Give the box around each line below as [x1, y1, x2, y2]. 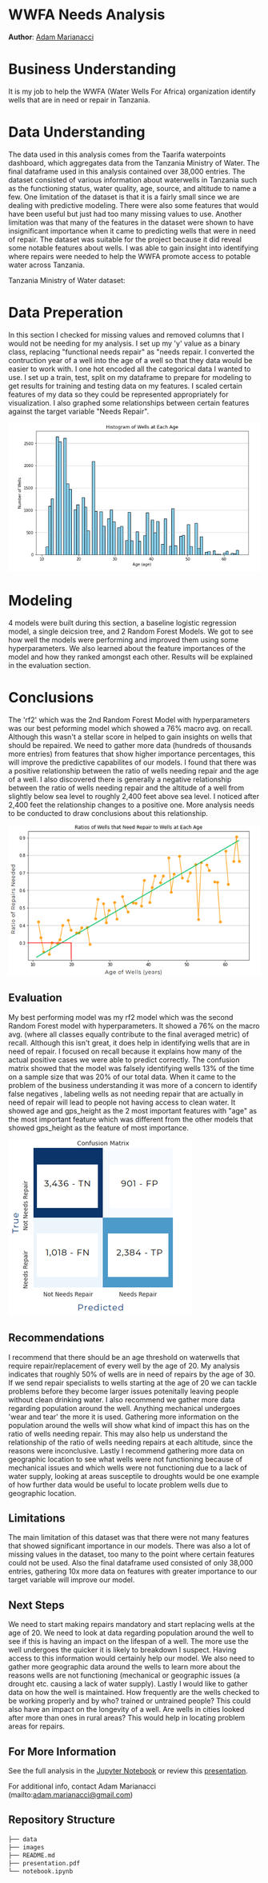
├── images [8, 1843, 45, 1851]
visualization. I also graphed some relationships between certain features [8, 398, 250, 407]
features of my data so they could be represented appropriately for [8, 390, 229, 399]
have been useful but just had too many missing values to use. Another [8, 209, 242, 218]
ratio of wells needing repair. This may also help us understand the [8, 1429, 228, 1438]
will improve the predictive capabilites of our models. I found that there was [8, 758, 257, 767]
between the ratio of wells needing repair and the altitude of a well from [8, 782, 245, 793]
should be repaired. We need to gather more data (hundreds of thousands [8, 740, 252, 750]
